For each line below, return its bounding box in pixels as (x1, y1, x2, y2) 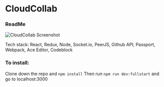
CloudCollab (5, 3, 58, 14)
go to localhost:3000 (5, 76, 48, 82)
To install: (5, 59, 30, 66)
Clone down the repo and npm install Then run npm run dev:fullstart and (5, 71, 160, 77)
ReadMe (5, 21, 26, 28)
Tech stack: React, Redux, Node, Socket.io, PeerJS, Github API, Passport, (5, 42, 156, 48)
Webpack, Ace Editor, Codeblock (5, 47, 73, 53)
